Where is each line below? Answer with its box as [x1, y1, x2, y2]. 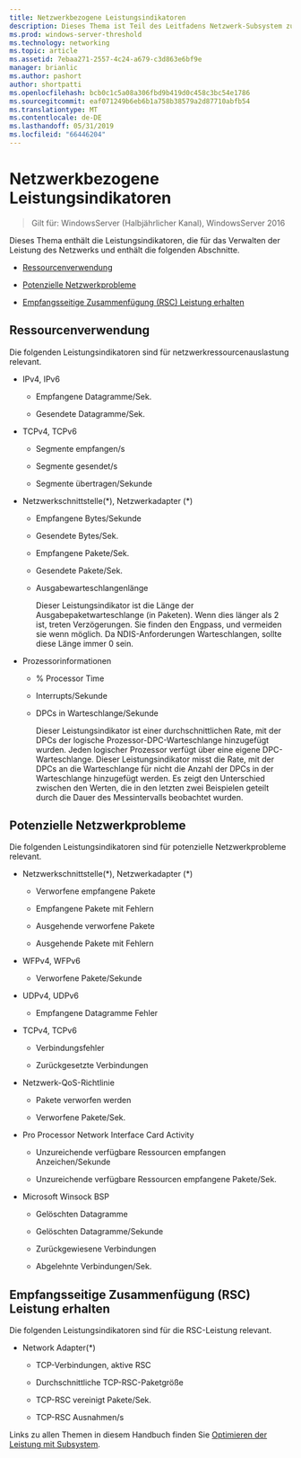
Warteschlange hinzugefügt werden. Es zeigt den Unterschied [35, 773, 266, 783]
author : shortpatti [9, 80, 82, 89]
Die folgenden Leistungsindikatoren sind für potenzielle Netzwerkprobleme [9, 842, 287, 853]
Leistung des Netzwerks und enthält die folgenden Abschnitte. [9, 244, 240, 255]
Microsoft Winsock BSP [21, 1191, 110, 1202]
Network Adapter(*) [21, 1342, 96, 1353]
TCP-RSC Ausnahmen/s [35, 1412, 125, 1423]
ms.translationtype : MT [9, 105, 99, 114]
